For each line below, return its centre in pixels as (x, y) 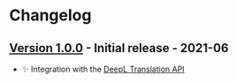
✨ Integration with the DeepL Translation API (103, 69)
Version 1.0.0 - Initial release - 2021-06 (119, 48)
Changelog (50, 15)
